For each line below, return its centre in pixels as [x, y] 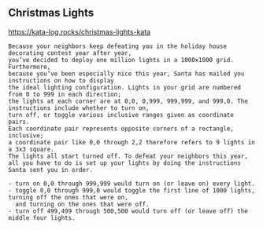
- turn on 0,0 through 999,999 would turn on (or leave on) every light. [132, 184]
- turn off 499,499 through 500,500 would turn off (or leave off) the [128, 211]
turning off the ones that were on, [68, 197]
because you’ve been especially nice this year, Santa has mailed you [126, 74]
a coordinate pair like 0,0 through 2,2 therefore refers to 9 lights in [132, 142]
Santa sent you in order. [50, 170]
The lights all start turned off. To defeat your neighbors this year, [128, 156]
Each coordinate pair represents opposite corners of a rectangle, [121, 129]
